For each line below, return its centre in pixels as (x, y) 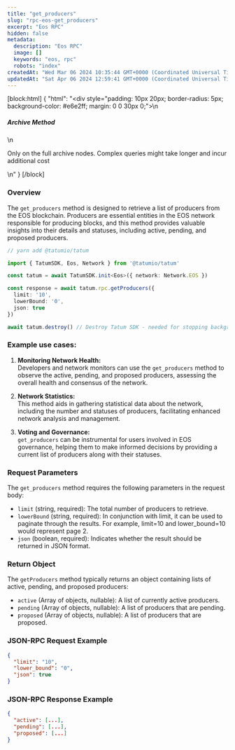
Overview (24, 193)
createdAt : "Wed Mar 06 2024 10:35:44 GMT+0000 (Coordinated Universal (114, 72)
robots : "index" (37, 66)
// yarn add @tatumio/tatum (48, 250)
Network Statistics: (46, 396)
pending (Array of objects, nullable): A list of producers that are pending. (121, 608)
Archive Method (31, 122)
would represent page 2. (53, 531)
